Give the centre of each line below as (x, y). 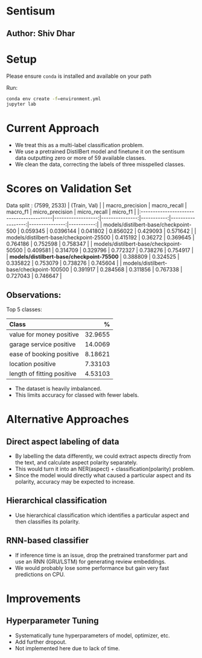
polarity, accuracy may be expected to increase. (75, 481)
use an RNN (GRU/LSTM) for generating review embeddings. (90, 562)
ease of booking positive (44, 354)
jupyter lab (21, 104)
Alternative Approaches (68, 419)
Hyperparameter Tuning (52, 621)
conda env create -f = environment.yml (54, 99)
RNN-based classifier (48, 541)
